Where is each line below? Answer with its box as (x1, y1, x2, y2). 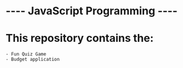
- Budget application (5, 57, 60, 63)
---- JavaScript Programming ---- (5, 4, 178, 18)
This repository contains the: (5, 32, 154, 45)
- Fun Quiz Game (5, 51, 46, 57)
